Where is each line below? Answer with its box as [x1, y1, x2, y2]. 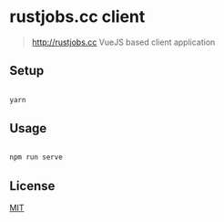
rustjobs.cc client [9, 6, 146, 27]
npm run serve [9, 153, 64, 162]
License [9, 178, 56, 194]
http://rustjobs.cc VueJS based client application [31, 37, 216, 48]
